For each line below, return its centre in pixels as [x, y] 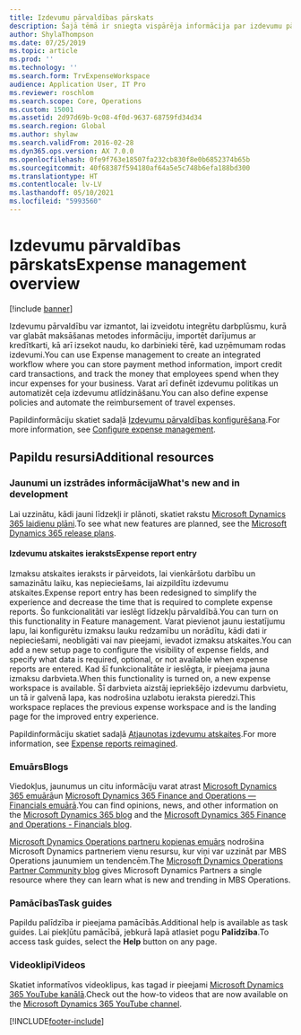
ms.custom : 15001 [42, 110]
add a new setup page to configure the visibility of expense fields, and [139, 649]
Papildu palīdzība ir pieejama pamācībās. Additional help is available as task [149, 923]
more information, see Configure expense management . [113, 429]
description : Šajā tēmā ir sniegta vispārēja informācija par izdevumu [146, 26]
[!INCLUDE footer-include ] [57, 1021]
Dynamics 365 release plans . [63, 533]
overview [45, 284]
